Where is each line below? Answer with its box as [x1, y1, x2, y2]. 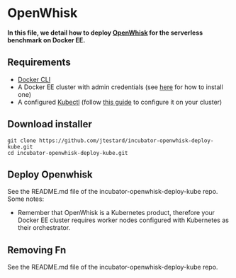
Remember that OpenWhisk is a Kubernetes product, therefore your [17, 209, 215, 217]
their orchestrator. [17, 224, 71, 232]
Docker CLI [17, 75, 51, 83]
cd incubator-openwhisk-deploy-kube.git [7, 149, 129, 156]
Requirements [7, 57, 71, 69]
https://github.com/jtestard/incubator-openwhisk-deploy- [38, 137, 214, 144]
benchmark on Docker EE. [7, 35, 86, 44]
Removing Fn [7, 244, 67, 256]
